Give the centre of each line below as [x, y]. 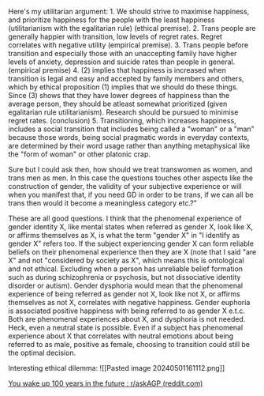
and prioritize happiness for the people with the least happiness [112, 20]
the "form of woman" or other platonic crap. [80, 154]
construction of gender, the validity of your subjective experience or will [125, 186]
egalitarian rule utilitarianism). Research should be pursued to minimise [123, 112]
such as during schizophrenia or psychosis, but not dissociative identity [125, 277]
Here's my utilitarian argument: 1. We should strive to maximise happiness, [129, 11]
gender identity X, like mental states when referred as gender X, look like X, [131, 227]
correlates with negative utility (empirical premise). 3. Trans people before [128, 45]
